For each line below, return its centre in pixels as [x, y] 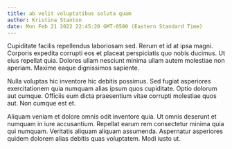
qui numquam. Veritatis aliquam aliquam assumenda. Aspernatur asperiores [115, 131]
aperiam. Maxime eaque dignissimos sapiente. [73, 68]
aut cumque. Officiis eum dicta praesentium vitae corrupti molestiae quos [112, 96]
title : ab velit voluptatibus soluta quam [69, 13]
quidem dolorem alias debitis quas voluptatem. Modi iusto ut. [94, 139]
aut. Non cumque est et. [42, 103]
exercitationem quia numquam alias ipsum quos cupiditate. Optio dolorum [112, 89]
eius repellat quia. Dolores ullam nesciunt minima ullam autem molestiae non [116, 61]
